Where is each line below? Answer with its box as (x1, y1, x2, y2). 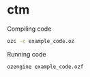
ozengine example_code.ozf (7, 63, 84, 70)
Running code (7, 50, 46, 58)
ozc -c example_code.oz (7, 37, 75, 44)
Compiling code (7, 25, 52, 33)
